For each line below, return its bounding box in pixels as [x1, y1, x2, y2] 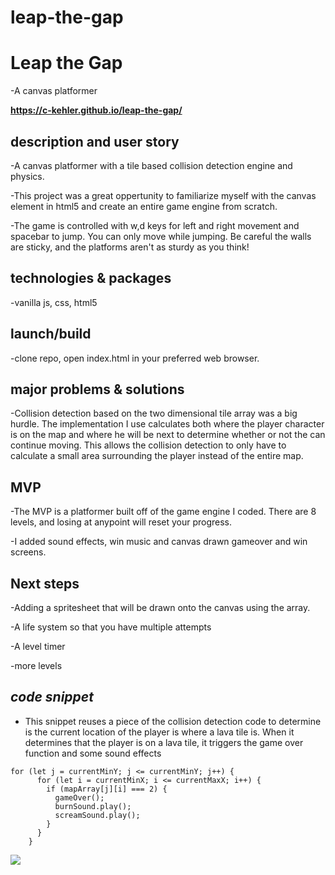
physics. [10, 170, 45, 182]
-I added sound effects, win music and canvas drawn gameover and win [10, 536, 308, 548]
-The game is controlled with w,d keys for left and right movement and [10, 219, 300, 231]
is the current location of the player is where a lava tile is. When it [24, 726, 295, 738]
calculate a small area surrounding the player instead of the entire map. [10, 450, 304, 462]
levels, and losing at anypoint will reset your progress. [10, 516, 233, 528]
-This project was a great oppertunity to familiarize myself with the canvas [10, 189, 317, 201]
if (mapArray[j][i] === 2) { [46, 784, 168, 794]
